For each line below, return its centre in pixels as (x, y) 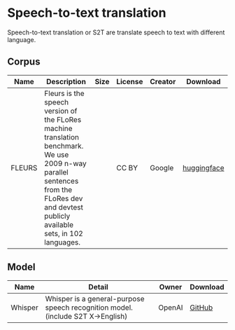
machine (58, 128)
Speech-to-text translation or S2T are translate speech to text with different (116, 32)
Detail (98, 287)
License (130, 81)
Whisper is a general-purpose (95, 298)
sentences (62, 181)
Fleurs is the (65, 93)
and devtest (64, 207)
